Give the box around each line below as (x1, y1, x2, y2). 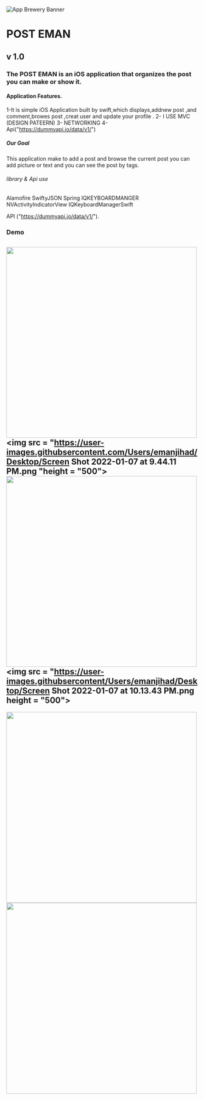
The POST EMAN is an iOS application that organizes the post (6, 70, 192, 78)
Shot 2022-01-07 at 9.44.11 (71, 457, 177, 467)
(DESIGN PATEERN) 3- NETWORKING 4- (6, 119, 108, 126)
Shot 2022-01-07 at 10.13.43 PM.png (51, 686, 195, 696)
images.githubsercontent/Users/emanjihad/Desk (6, 676, 198, 687)
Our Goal (6, 139, 30, 147)
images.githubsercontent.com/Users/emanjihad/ (6, 447, 198, 457)
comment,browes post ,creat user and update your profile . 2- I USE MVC (6, 112, 191, 120)
